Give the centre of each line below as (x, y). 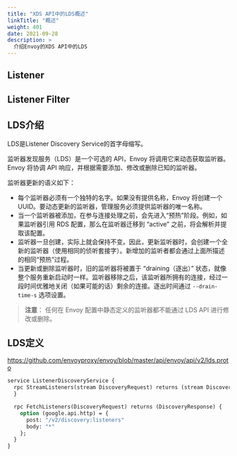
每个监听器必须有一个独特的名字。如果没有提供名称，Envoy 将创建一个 (120, 197)
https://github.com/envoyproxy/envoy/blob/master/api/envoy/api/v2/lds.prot (118, 361)
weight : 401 (25, 27)
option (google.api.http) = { (65, 413)
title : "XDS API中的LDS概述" (48, 14)
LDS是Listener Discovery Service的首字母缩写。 (77, 144)
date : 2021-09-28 (33, 34)
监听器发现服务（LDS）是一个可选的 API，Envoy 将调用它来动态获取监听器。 (119, 158)
